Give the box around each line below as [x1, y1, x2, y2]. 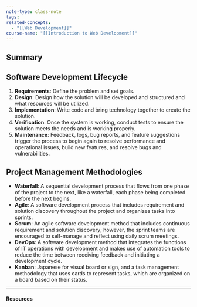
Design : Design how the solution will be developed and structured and [14, 94, 185, 101]
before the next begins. [14, 195, 72, 203]
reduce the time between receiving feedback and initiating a [14, 251, 160, 258]
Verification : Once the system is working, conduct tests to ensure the [14, 119, 184, 126]
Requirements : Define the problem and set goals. [14, 87, 135, 95]
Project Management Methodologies [6, 167, 142, 177]
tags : [6, 14, 19, 20]
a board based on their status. [14, 276, 88, 284]
